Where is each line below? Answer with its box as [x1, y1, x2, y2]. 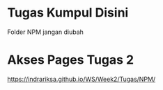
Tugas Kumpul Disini [7, 5, 129, 21]
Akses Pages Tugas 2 [7, 52, 134, 68]
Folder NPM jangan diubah [7, 28, 84, 36]
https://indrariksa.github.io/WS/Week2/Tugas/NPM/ [7, 75, 156, 83]
